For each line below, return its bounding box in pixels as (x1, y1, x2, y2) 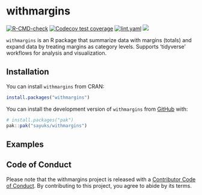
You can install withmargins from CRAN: (6, 82, 105, 90)
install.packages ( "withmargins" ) (6, 94, 90, 101)
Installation (6, 67, 49, 77)
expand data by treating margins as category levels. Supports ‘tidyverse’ (6, 43, 186, 50)
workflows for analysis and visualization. (6, 49, 107, 57)
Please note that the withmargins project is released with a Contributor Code (6, 176, 196, 183)
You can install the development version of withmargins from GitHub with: (6, 105, 188, 113)
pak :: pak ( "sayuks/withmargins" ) (6, 122, 87, 129)
